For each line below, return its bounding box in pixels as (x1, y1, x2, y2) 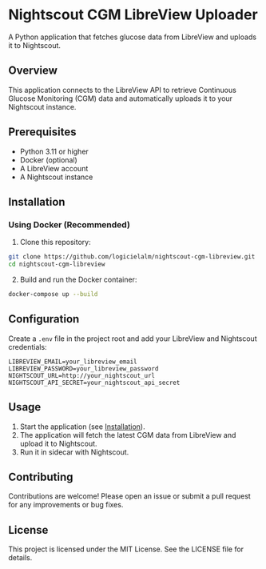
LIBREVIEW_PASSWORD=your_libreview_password (8, 364, 159, 373)
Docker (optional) (19, 154, 77, 165)
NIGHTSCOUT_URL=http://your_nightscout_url (8, 371, 156, 379)
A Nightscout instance (19, 172, 93, 182)
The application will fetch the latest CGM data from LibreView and (19, 430, 236, 439)
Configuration (8, 312, 80, 326)
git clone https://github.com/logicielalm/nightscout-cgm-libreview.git (8, 253, 256, 261)
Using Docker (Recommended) (8, 218, 130, 230)
